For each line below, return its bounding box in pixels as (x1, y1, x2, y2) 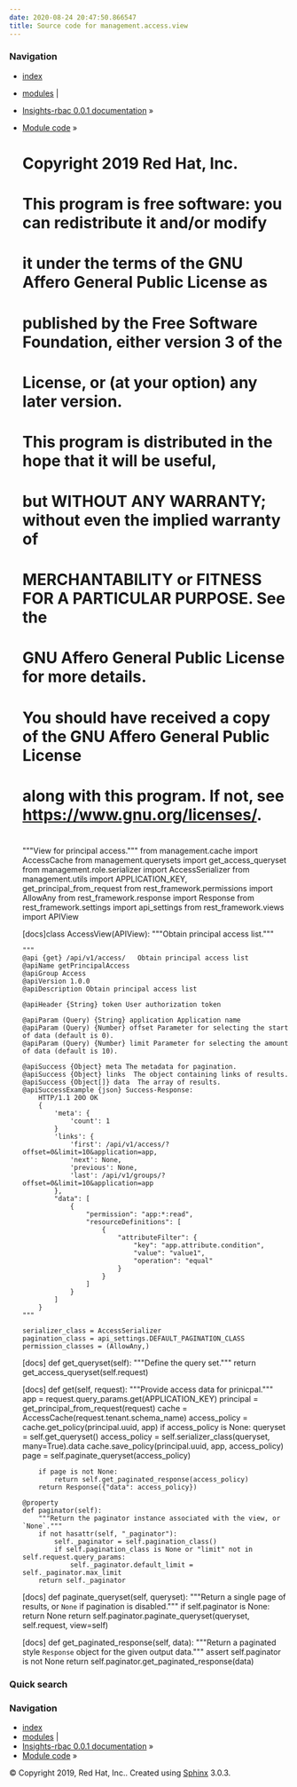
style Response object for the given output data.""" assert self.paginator (21, 1647, 281, 1657)
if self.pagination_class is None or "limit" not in (54, 1546, 254, 1554)
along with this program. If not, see (21, 786, 285, 806)
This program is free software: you (21, 194, 283, 214)
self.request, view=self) (21, 1620, 109, 1631)
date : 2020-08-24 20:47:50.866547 (9, 12, 137, 22)
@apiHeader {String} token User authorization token (21, 1000, 222, 1009)
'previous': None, (69, 1164, 138, 1173)
